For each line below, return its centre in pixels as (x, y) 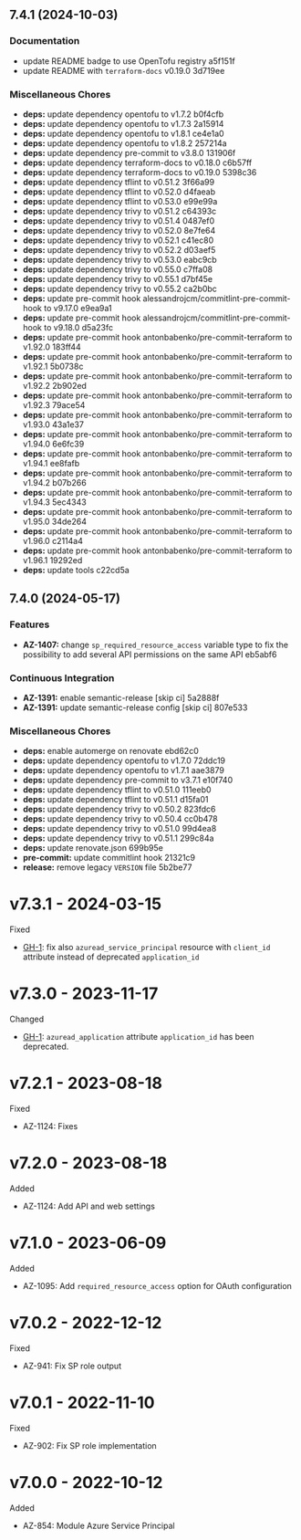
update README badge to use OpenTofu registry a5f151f (129, 61)
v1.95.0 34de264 (55, 521)
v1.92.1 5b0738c (53, 366)
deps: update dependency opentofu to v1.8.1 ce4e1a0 (124, 133)
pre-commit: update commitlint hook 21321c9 (109, 858)
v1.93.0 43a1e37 (53, 424)
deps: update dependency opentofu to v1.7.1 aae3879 (124, 770)
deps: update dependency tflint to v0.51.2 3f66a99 (119, 182)
